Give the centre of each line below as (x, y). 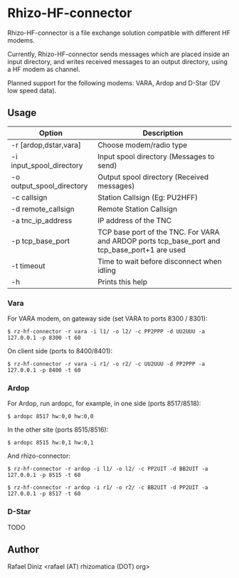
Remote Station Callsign (137, 209)
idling (106, 270)
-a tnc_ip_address (42, 220)
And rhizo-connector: (39, 456)
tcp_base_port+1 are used (142, 250)
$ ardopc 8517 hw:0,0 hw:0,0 (51, 417)
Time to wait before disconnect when (159, 261)
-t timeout (28, 266)
